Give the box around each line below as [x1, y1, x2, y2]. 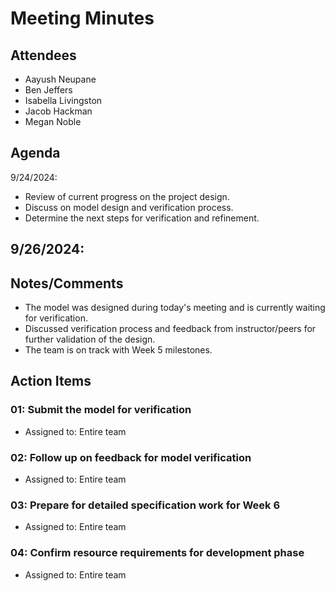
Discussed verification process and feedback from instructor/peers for [24, 323, 317, 335]
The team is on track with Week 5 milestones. [24, 344, 213, 356]
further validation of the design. [24, 333, 156, 346]
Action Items [10, 373, 92, 390]
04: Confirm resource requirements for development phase [10, 546, 305, 560]
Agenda [10, 145, 61, 162]
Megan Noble [24, 116, 82, 127]
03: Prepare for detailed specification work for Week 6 [10, 498, 281, 512]
